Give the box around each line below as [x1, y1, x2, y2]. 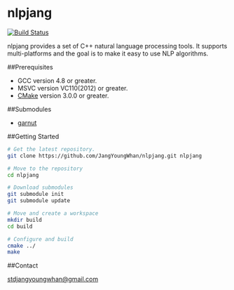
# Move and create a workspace [7, 210, 99, 217]
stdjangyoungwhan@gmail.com [7, 275, 99, 284]
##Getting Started [7, 132, 60, 140]
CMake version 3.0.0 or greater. [17, 91, 109, 100]
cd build [7, 223, 33, 230]
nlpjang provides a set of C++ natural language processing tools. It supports [7, 41, 228, 50]
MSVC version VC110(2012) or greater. [17, 84, 128, 92]
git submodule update [7, 197, 71, 204]
